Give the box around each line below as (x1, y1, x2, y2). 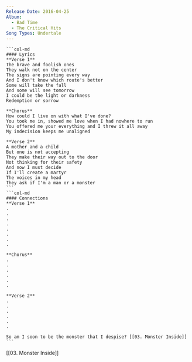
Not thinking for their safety (6, 160, 83, 165)
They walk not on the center (6, 67, 77, 73)
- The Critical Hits (11, 25, 61, 31)
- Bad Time (11, 19, 38, 25)
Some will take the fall (6, 83, 67, 89)
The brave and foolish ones (6, 62, 75, 68)
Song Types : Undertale (6, 31, 61, 36)
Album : (6, 14, 22, 20)
